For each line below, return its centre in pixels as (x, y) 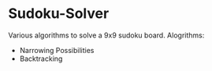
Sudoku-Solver (59, 14)
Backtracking (41, 59)
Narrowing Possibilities (57, 50)
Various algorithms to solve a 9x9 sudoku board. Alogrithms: (106, 35)
